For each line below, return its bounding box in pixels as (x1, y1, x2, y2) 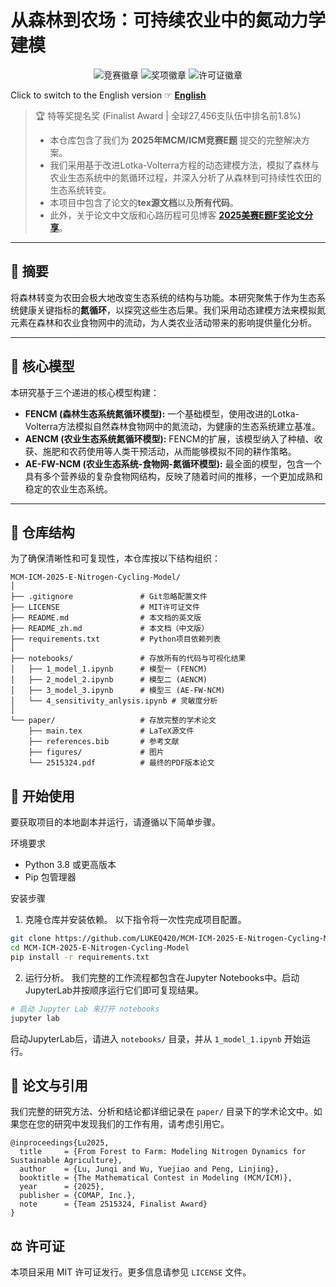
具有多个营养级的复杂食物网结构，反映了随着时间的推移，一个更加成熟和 (24, 470, 323, 482)
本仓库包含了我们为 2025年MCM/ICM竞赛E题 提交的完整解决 (49, 134, 302, 146)
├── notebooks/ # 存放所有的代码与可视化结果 (10, 654, 247, 664)
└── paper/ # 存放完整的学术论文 (10, 716, 217, 726)
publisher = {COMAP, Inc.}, (19, 1191, 137, 1201)
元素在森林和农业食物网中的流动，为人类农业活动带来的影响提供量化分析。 (10, 316, 317, 328)
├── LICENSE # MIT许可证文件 (10, 602, 200, 613)
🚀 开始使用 (10, 787, 75, 805)
